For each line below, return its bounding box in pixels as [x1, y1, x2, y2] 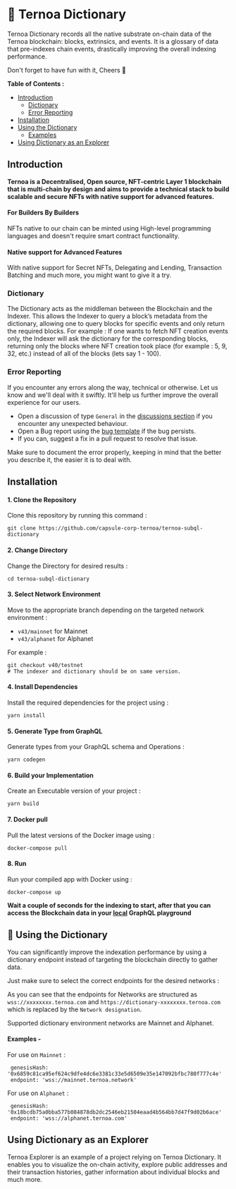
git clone [7, 525, 37, 532]
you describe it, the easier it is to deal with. [7, 455, 132, 464]
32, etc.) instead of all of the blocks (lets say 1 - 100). [7, 349, 161, 358]
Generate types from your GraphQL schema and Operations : [7, 743, 185, 751]
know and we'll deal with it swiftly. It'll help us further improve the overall [7, 391, 218, 399]
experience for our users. [7, 398, 81, 406]
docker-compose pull [7, 844, 68, 852]
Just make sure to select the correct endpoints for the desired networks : [7, 976, 220, 984]
